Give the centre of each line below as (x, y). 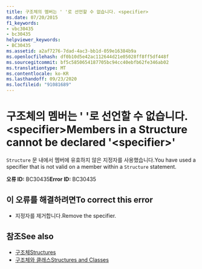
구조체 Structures (35, 252)
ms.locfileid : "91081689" (39, 85)
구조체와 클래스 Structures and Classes (62, 259)
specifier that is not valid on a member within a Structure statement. (91, 166)
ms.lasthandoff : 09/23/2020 (42, 79)
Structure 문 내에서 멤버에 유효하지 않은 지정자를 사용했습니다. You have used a (101, 160)
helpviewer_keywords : (34, 40)
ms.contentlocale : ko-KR (37, 74)
